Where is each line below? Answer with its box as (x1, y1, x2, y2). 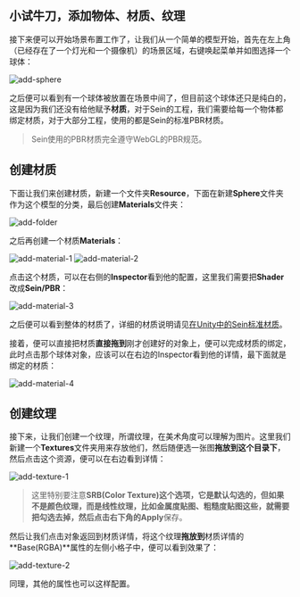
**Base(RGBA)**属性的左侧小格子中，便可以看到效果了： (9, 543, 220, 553)
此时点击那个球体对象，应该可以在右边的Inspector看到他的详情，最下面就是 (9, 349, 287, 360)
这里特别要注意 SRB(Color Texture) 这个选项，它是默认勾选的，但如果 (30, 490, 285, 501)
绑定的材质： (9, 360, 56, 370)
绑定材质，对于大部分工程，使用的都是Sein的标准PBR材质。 (9, 114, 229, 125)
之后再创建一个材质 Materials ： (9, 235, 123, 245)
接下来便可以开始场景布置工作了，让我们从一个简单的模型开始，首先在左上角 (9, 34, 291, 45)
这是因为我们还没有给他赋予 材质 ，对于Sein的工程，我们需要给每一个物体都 (9, 104, 284, 114)
